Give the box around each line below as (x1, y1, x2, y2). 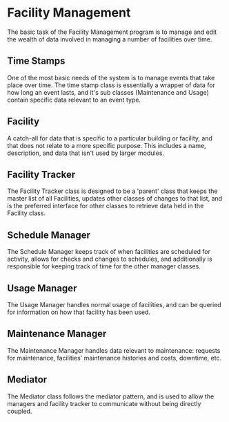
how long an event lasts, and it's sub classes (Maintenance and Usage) (7, 88, 209, 96)
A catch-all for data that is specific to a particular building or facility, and (7, 134, 212, 143)
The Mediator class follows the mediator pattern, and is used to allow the (7, 392, 215, 401)
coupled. (7, 407, 32, 415)
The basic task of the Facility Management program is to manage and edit (7, 28, 217, 36)
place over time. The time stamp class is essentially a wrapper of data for (7, 81, 216, 89)
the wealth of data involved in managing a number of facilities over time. (7, 35, 212, 43)
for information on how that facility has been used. (7, 308, 150, 316)
